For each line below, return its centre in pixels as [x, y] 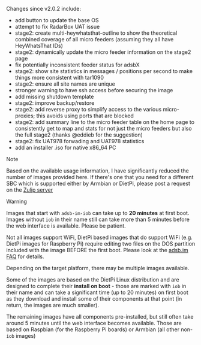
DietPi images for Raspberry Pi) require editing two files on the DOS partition [101, 244]
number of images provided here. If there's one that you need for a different [100, 177]
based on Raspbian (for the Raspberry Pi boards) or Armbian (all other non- [100, 329]
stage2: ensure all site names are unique [65, 84]
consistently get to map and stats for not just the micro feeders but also [103, 128]
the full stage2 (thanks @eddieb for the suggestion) [79, 135]
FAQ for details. [25, 256]
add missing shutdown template [54, 96]
